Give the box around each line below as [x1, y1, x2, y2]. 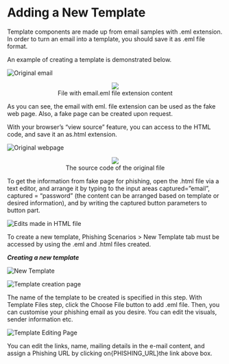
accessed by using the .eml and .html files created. [7, 240, 152, 248]
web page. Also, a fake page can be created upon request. [7, 109, 173, 117]
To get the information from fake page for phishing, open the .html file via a [7, 177, 219, 185]
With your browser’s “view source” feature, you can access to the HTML [7, 122, 211, 131]
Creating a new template [7, 253, 80, 262]
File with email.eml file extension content [58, 89, 173, 97]
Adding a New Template [7, 5, 146, 21]
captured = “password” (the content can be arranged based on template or [7, 191, 219, 200]
